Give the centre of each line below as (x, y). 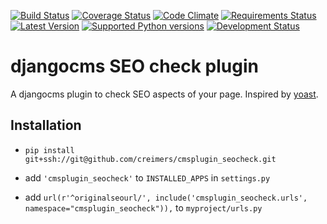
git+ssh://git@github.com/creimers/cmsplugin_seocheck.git (150, 159)
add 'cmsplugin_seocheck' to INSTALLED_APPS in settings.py (147, 177)
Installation (46, 125)
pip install (49, 150)
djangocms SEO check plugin (134, 66)
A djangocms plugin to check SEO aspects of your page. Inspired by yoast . (164, 94)
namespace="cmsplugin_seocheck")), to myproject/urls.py (143, 207)
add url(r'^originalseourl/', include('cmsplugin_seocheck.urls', (166, 197)
